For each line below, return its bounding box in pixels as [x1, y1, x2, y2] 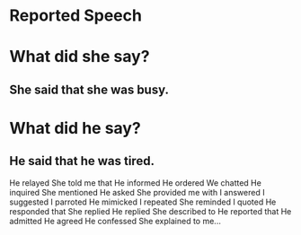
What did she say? [9, 47, 150, 67]
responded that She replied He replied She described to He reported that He [9, 205, 292, 216]
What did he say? [9, 117, 141, 138]
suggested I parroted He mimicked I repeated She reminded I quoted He [9, 196, 277, 207]
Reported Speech [9, 5, 142, 26]
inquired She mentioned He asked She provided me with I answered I [9, 187, 265, 197]
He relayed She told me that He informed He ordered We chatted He [9, 177, 262, 188]
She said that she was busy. [9, 82, 169, 97]
